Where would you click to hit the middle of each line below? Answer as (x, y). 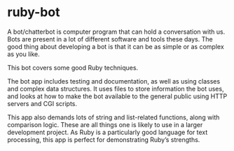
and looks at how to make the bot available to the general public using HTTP (117, 96)
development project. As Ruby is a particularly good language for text (108, 132)
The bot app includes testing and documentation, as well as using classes (114, 81)
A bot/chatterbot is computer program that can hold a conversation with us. (116, 32)
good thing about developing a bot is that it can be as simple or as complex (116, 46)
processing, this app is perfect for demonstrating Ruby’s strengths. (104, 139)
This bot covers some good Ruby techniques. (73, 67)
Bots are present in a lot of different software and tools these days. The (110, 39)
